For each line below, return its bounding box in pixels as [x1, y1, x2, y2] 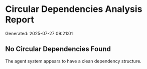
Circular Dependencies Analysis [5, 3, 142, 15]
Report [5, 14, 34, 25]
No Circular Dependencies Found [5, 45, 111, 53]
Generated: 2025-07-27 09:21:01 [5, 30, 73, 36]
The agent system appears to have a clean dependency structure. [5, 58, 141, 64]
